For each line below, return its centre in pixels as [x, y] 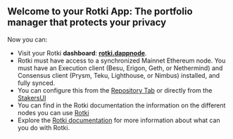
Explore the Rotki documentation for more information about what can [119, 120]
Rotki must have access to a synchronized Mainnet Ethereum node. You [121, 60]
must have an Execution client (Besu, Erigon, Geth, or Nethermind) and [120, 68]
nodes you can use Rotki [53, 112]
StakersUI [32, 98]
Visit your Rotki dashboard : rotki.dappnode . [82, 53]
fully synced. [36, 83]
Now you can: [27, 39]
